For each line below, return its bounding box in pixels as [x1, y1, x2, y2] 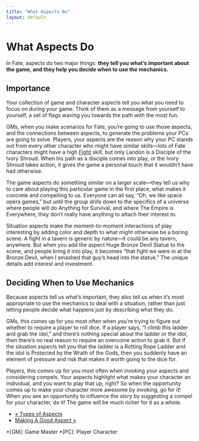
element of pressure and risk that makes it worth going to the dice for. [6, 356, 177, 363]
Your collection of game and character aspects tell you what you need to [6, 99, 184, 106]
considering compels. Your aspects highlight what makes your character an [6, 374, 191, 381]
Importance [6, 83, 50, 93]
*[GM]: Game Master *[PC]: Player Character [6, 428, 118, 436]
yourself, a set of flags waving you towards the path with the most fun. [6, 111, 179, 119]
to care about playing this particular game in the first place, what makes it [6, 185, 186, 192]
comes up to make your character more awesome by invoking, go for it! [6, 386, 181, 393]
